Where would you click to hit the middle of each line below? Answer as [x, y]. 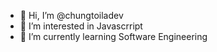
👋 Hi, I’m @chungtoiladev [71, 15]
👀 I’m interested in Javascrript [81, 26]
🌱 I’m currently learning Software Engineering [113, 36]
